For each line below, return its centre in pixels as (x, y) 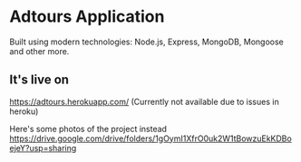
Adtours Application (87, 17)
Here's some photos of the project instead (88, 129)
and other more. (39, 51)
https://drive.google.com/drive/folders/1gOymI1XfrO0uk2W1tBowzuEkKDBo (150, 138)
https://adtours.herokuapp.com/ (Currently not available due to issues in (144, 101)
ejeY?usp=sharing (43, 148)
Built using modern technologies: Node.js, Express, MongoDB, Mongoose (146, 42)
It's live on (39, 80)
